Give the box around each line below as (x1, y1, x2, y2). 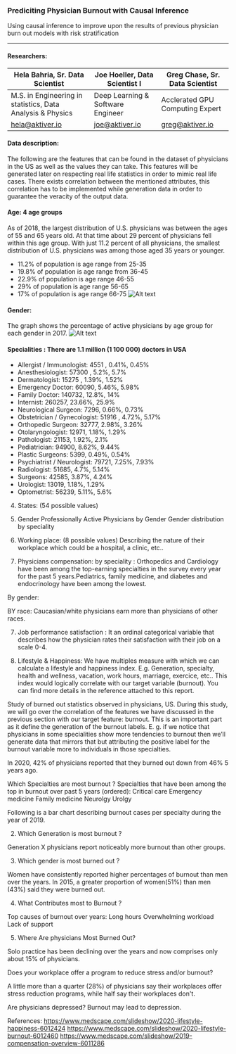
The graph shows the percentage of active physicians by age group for (7, 322, 213, 330)
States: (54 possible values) (17, 502, 98, 510)
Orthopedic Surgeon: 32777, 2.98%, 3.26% (17, 421, 143, 429)
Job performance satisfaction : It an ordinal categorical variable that (17, 628, 214, 637)
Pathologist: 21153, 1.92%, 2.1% (17, 436, 109, 444)
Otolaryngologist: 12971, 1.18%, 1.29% (17, 428, 126, 436)
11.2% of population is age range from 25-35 (17, 260, 147, 268)
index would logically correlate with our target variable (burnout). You (17, 679, 219, 687)
